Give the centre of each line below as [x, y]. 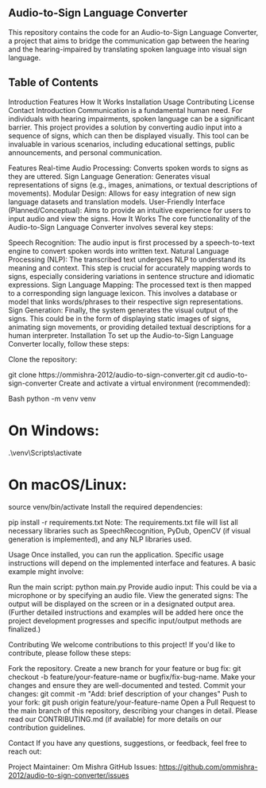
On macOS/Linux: [67, 485]
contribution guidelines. [47, 728]
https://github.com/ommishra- [208, 767]
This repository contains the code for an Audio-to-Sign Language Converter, [133, 32]
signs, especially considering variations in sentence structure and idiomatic [131, 276]
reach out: [25, 751]
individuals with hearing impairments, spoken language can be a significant [131, 118]
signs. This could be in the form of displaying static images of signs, [120, 318]
